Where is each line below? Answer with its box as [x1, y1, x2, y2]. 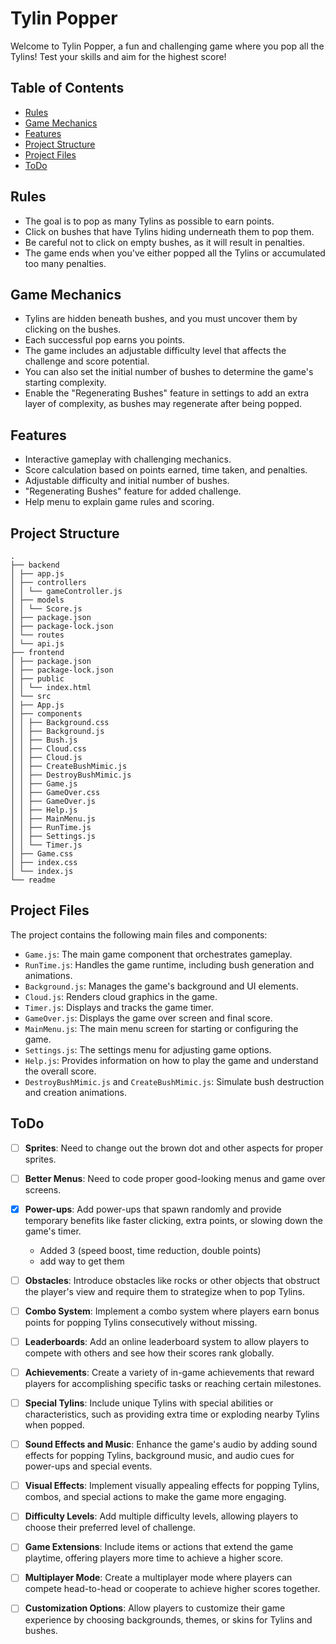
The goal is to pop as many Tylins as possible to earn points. [24, 215, 275, 227]
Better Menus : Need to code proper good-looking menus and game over [24, 1172, 326, 1184]
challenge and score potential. [24, 355, 150, 367]
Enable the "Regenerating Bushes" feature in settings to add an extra [24, 387, 310, 399]
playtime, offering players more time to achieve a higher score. [24, 1552, 284, 1564]
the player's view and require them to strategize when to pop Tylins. [24, 1285, 305, 1297]
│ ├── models [10, 595, 65, 605]
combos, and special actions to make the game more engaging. [24, 1491, 287, 1503]
